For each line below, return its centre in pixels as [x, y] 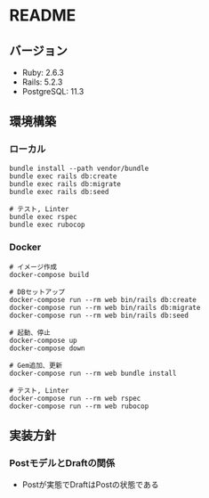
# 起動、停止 [30, 332]
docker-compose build [49, 274]
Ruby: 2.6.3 [43, 73]
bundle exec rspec [43, 216]
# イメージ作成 [33, 267]
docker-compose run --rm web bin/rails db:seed [99, 315]
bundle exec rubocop [48, 225]
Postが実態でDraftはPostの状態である [90, 484]
